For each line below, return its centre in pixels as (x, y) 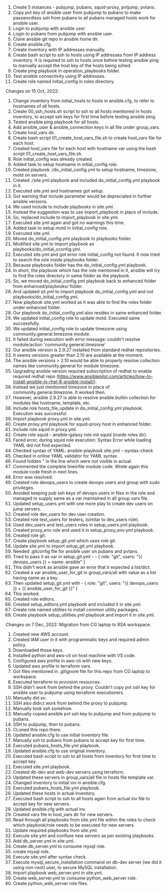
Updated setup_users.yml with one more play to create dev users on (83, 504)
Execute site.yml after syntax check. (50, 857)
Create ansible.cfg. (32, 44)
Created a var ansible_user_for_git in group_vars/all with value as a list (84, 572)
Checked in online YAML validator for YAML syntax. (66, 456)
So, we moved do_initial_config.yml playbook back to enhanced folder (84, 281)
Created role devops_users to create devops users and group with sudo (86, 482)
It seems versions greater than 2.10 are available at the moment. (78, 355)
